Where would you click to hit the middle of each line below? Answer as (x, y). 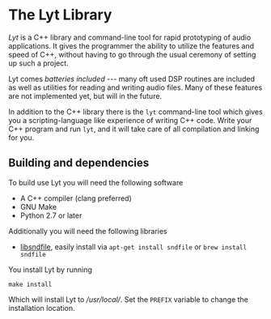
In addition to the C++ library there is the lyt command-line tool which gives (135, 112)
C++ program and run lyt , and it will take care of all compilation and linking (134, 129)
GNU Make (38, 206)
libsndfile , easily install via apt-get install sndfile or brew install (133, 247)
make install (30, 284)
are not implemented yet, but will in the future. (85, 96)
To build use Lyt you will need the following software (96, 182)
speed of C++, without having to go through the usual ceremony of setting (132, 54)
